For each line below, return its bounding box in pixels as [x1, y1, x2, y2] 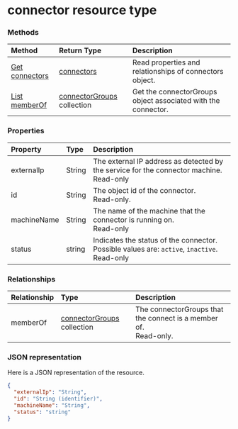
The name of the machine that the [93, 206, 205, 216]
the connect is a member [135, 313, 218, 323]
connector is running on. [93, 215, 175, 225]
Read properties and [132, 57, 200, 67]
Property [11, 144, 42, 154]
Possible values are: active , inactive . [93, 244, 218, 254]
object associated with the [132, 96, 220, 106]
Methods [7, 28, 39, 38]
